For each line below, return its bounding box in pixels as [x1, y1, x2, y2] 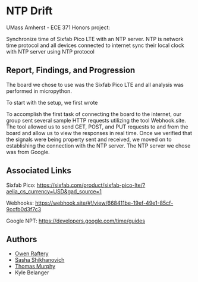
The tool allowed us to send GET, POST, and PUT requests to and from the [6, 123, 188, 130]
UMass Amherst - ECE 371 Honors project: [6, 24, 110, 31]
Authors [6, 234, 37, 245]
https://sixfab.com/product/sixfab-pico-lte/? [36, 181, 146, 189]
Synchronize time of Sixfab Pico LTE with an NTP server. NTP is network [6, 35, 184, 42]
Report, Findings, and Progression [6, 65, 136, 76]
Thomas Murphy [14, 263, 55, 270]
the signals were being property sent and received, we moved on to [6, 136, 172, 143]
